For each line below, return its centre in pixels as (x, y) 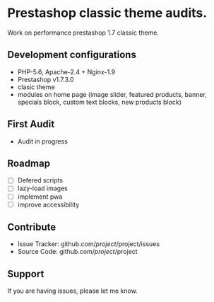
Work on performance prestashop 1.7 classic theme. (83, 33)
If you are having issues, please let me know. (72, 291)
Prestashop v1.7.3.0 (46, 79)
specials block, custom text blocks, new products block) (100, 102)
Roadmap (29, 163)
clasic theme (36, 87)
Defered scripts (40, 180)
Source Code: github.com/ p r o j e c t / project (77, 252)
